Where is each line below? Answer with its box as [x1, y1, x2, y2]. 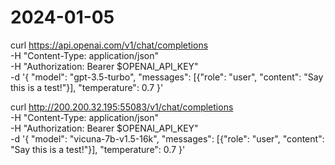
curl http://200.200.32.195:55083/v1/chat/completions [10, 101, 234, 113]
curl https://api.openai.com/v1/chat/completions [10, 39, 209, 51]
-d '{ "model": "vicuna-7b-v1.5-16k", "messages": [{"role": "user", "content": [10, 132, 325, 145]
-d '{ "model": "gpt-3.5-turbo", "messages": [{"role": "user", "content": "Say [10, 71, 324, 83]
